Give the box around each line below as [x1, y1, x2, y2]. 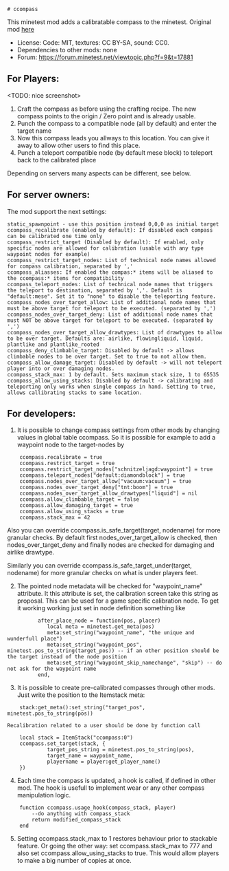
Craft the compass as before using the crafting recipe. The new [16, 105, 197, 113]
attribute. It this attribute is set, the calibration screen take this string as [16, 590, 219, 598]
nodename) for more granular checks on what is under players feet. [7, 569, 198, 577]
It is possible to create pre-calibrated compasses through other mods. [16, 684, 215, 692]
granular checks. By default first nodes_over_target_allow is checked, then [7, 533, 217, 542]
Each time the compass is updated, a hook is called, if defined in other [16, 777, 216, 785]
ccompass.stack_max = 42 [19, 514, 91, 521]
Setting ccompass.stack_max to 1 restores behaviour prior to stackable [16, 835, 217, 843]
